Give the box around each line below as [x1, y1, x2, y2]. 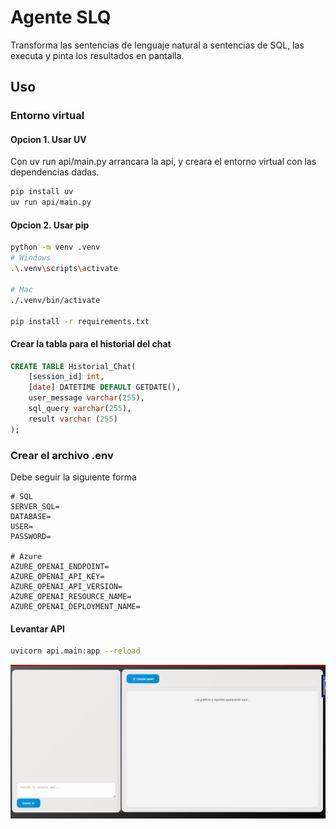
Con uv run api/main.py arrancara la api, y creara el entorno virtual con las [10, 156, 317, 168]
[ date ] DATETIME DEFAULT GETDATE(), [28, 382, 182, 393]
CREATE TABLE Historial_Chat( [10, 361, 137, 371]
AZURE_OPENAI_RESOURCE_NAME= [10, 592, 132, 602]
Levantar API [10, 622, 65, 635]
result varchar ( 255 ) [28, 414, 118, 424]
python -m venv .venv [10, 242, 101, 253]
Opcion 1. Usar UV [10, 133, 87, 145]
